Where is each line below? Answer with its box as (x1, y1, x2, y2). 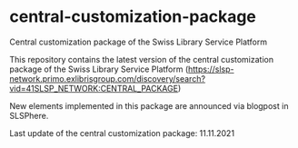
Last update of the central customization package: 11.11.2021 (9, 127, 234, 138)
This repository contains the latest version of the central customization (9, 54, 274, 64)
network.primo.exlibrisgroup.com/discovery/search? (9, 73, 206, 84)
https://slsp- (187, 64, 234, 74)
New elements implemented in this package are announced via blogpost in (9, 100, 289, 111)
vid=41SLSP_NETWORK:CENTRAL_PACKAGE (9, 83, 179, 94)
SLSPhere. (9, 110, 49, 121)
